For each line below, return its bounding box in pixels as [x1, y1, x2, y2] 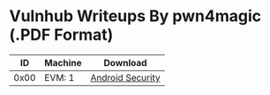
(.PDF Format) [9, 25, 114, 45]
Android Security [90, 71, 161, 84]
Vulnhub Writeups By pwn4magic [9, 6, 262, 26]
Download [103, 56, 147, 69]
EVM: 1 [43, 71, 75, 84]
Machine [43, 56, 82, 69]
